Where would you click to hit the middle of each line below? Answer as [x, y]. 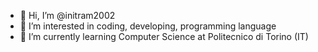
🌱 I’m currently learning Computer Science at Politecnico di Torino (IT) [164, 36]
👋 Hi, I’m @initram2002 [67, 15]
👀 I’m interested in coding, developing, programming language [148, 26]
